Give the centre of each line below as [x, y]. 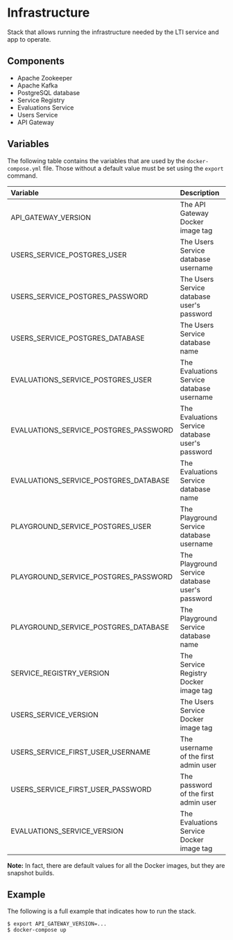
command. [23, 176]
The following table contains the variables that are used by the [96, 160]
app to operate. [29, 39]
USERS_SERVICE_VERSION [55, 714]
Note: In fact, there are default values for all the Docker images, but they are [116, 865]
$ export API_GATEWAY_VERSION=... [57, 924]
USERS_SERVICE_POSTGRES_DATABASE [78, 338]
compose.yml [24, 169]
